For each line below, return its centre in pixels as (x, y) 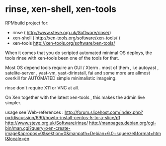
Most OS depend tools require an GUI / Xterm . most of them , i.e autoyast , (82, 68)
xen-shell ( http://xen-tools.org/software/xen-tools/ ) (66, 38)
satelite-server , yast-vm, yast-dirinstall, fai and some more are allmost (78, 73)
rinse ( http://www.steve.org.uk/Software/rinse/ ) (62, 32)
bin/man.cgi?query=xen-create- (38, 128)
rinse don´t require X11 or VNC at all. (42, 87)
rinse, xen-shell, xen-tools (61, 9)
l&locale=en (17, 139)
